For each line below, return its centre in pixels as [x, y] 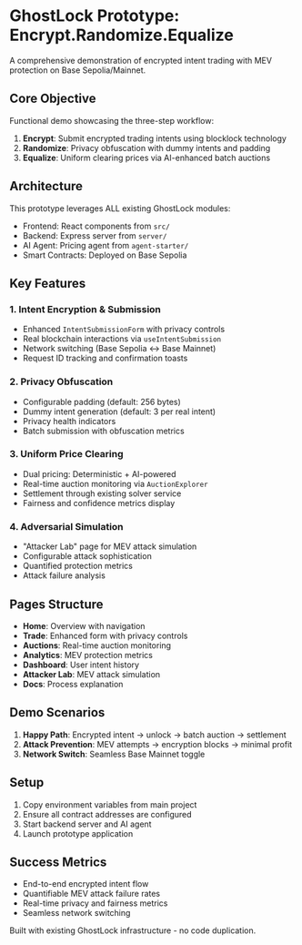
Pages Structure [56, 604]
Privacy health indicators [69, 421]
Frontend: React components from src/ [96, 226]
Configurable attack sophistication [87, 556]
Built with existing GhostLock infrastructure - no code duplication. [133, 930]
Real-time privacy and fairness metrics [95, 903]
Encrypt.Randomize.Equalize [121, 35]
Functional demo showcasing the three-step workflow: [112, 120]
